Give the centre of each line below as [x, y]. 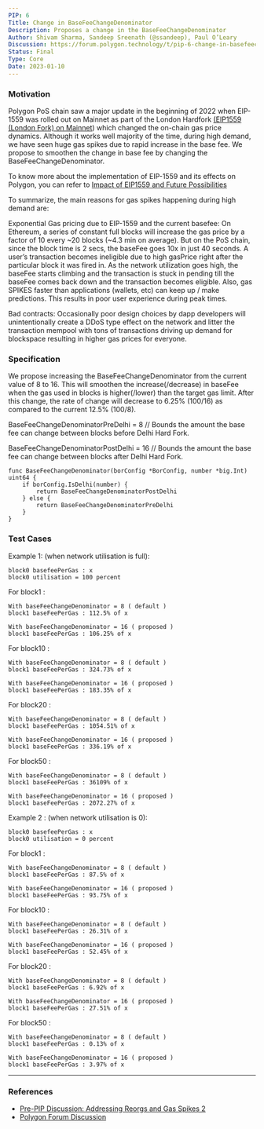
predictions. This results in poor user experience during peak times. [118, 298]
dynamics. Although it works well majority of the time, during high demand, [130, 136]
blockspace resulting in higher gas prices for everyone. [97, 339]
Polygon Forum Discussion [63, 1116]
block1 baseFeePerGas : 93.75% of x [68, 895]
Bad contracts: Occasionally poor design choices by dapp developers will [127, 314]
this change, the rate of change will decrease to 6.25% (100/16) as [115, 401]
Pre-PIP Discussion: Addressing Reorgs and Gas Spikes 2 [112, 1109]
